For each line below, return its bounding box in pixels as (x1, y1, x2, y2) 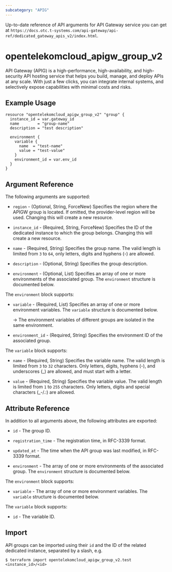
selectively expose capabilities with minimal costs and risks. (5, 84, 132, 90)
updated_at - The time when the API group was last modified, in (12, 447, 147, 453)
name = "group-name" (10, 121, 70, 126)
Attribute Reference (5, 404, 70, 413)
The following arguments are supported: (5, 193, 91, 200)
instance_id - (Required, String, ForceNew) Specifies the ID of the (12, 224, 153, 231)
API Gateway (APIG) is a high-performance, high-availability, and (5, 67, 142, 73)
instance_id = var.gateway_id (10, 116, 74, 122)
